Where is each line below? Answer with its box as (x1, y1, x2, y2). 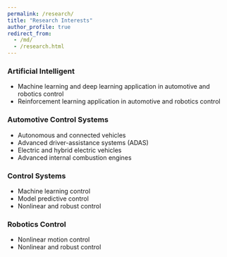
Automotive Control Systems (7, 115, 109, 125)
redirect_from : (7, 30, 52, 37)
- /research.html (13, 43, 65, 50)
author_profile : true (7, 23, 71, 30)
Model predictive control (17, 194, 90, 203)
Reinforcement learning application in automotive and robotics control (17, 97, 221, 106)
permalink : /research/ (7, 10, 74, 18)
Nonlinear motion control (17, 235, 90, 244)
